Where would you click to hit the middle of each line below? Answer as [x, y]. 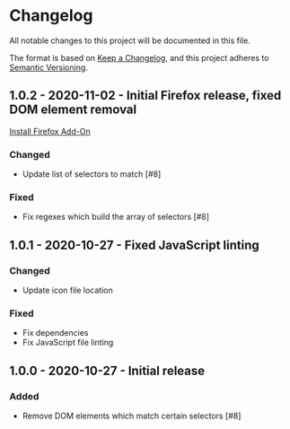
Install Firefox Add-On [50, 131]
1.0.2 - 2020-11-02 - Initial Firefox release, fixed [145, 96]
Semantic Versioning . [48, 67]
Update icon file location [68, 290]
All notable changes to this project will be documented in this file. [130, 40]
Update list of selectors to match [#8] [92, 174]
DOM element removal [73, 110]
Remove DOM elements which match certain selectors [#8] [132, 416]
